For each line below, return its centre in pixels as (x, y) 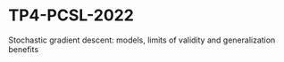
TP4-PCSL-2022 (71, 15)
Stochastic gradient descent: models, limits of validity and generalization (142, 40)
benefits (24, 49)
